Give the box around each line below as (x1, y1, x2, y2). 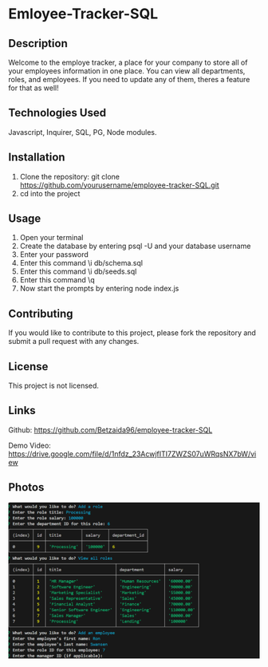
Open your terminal (19, 233, 84, 243)
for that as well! (8, 83, 59, 93)
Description (8, 37, 68, 50)
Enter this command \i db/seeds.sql (19, 266, 137, 276)
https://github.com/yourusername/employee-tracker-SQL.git (19, 180, 219, 190)
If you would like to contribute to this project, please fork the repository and (8, 328, 257, 337)
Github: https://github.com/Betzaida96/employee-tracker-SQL (8, 424, 213, 435)
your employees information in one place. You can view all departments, (8, 66, 246, 76)
